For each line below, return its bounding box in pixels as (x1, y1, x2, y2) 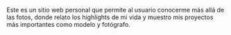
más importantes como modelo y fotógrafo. (6, 21, 131, 28)
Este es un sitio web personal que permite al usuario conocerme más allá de (6, 6, 225, 14)
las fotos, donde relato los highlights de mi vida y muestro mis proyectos (6, 13, 214, 21)
